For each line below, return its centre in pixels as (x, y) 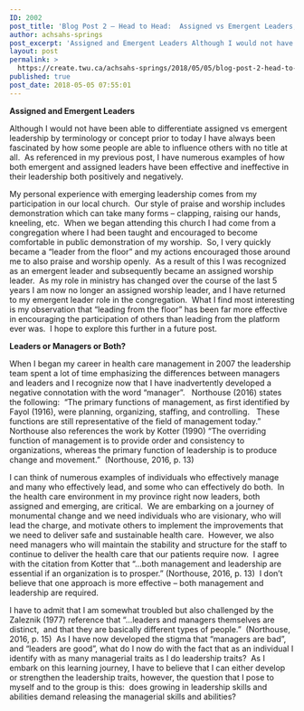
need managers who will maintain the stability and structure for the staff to (148, 545)
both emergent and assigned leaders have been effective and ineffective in (149, 166)
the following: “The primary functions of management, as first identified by (150, 402)
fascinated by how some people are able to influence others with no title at (148, 147)
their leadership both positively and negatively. (96, 176)
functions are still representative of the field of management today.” (135, 421)
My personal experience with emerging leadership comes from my (133, 194)
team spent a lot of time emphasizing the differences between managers (145, 373)
